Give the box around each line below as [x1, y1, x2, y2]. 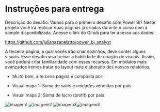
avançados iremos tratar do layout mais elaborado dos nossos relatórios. [5, 64, 151, 70]
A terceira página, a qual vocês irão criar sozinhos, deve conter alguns [5, 48, 146, 54]
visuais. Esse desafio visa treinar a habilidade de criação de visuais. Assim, [5, 53, 155, 59]
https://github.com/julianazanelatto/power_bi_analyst [5, 39, 111, 45]
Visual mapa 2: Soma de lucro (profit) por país [12, 92, 104, 98]
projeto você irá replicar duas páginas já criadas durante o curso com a [5, 24, 148, 30]
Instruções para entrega [5, 3, 104, 15]
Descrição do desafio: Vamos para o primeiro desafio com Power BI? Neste [5, 19, 156, 25]
